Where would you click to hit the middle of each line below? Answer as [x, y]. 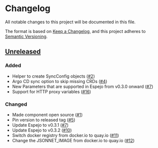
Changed [16, 104]
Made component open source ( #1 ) [47, 115]
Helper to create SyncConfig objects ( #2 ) [53, 76]
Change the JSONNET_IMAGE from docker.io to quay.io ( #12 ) [73, 140]
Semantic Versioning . [26, 36]
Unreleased [23, 52]
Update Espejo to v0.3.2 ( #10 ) [42, 130]
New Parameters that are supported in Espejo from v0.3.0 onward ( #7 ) [83, 86]
